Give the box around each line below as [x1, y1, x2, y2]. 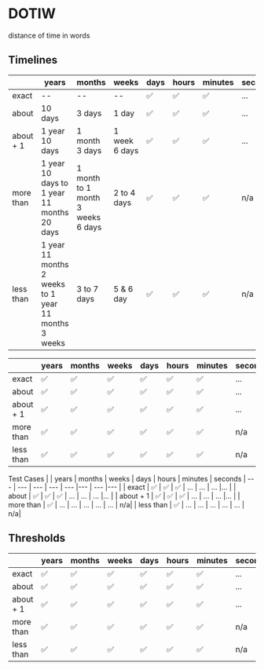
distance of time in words [8, 31, 90, 40]
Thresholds [8, 532, 66, 545]
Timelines [8, 53, 58, 67]
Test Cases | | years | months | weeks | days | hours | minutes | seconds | [8, 474, 246, 483]
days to [41, 178, 69, 189]
